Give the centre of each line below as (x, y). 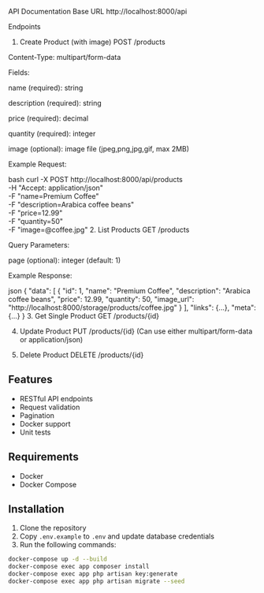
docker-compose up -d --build (58, 559)
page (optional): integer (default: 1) (65, 260)
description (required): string (55, 103)
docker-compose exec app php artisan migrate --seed (97, 582)
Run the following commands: (68, 545)
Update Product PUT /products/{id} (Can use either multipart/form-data (136, 331)
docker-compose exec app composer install (79, 567)
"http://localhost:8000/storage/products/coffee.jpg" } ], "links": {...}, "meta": (132, 308)
